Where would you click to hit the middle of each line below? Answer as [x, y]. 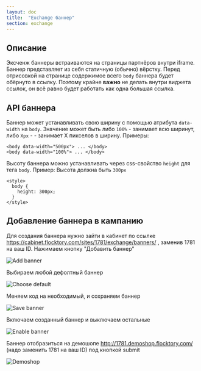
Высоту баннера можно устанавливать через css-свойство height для [98, 163]
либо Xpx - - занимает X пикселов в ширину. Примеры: [78, 135]
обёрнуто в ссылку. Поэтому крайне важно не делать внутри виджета [99, 82]
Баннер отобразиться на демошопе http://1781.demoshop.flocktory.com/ [100, 343]
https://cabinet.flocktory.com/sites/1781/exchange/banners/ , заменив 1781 [101, 242]
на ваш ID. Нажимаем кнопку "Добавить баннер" [71, 248]
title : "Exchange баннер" [41, 18]
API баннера [31, 108]
